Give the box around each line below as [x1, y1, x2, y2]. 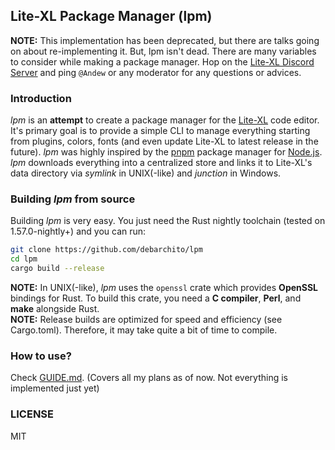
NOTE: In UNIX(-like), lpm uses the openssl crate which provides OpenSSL [10, 282, 319, 294]
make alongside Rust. [10, 303, 100, 315]
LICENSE [10, 407, 55, 421]
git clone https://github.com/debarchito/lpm [10, 245, 203, 255]
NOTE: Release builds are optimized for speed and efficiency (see [10, 314, 283, 326]
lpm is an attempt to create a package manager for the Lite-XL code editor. [10, 114, 320, 126]
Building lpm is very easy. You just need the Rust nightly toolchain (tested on [10, 215, 326, 227]
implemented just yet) [10, 382, 100, 394]
